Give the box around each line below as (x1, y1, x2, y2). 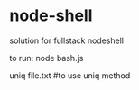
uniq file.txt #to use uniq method (9, 69, 131, 81)
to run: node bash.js (9, 52, 84, 63)
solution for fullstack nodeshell (9, 35, 125, 46)
